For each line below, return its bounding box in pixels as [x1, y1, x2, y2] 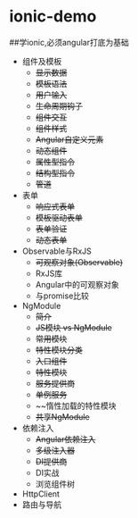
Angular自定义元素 [35, 134, 104, 145]
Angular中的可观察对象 [35, 279, 119, 289]
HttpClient [21, 489, 61, 499]
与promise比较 [35, 290, 89, 301]
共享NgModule [35, 411, 91, 422]
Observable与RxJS [21, 246, 92, 256]
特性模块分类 [35, 344, 83, 355]
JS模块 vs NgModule [35, 322, 113, 332]
